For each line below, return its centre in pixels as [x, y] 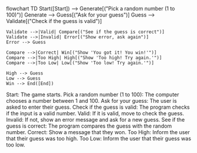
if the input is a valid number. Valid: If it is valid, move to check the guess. [95, 113]
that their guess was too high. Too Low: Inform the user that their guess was [99, 139]
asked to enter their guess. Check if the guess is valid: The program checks [98, 107]
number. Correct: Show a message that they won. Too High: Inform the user [98, 132]
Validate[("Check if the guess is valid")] [54, 21]
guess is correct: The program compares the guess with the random [89, 126]
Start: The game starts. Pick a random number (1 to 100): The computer [93, 95]
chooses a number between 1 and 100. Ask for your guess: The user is [91, 101]
